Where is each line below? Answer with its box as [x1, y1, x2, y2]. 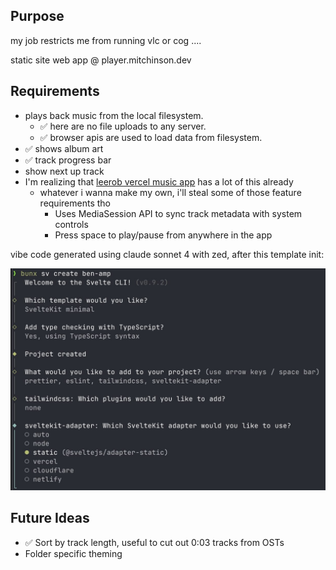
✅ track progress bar [24, 154, 112, 166]
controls [54, 218, 89, 230]
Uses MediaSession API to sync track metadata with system [54, 207, 303, 219]
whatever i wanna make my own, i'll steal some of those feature [39, 186, 302, 198]
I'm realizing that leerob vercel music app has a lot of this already [24, 175, 294, 188]
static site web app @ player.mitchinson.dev [10, 54, 192, 66]
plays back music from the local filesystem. [24, 109, 204, 121]
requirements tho [39, 197, 111, 209]
